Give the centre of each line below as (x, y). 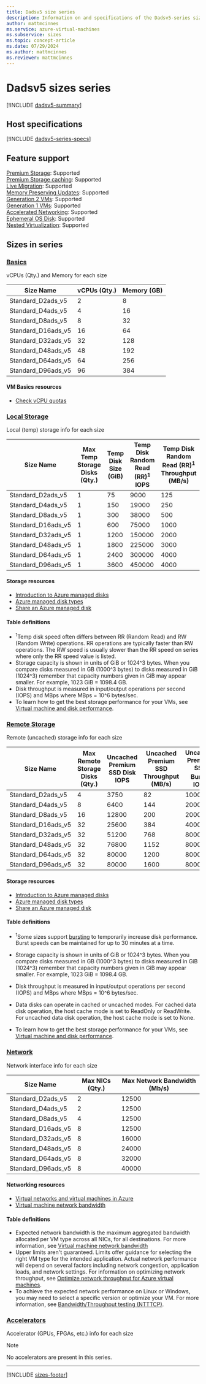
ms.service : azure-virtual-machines (53, 29)
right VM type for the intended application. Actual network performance (106, 1259)
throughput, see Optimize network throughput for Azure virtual (94, 1279)
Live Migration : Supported (39, 186)
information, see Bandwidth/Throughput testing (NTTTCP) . (90, 1304)
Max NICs (97, 1080)
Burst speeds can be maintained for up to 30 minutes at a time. (95, 943)
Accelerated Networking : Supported (52, 212)
